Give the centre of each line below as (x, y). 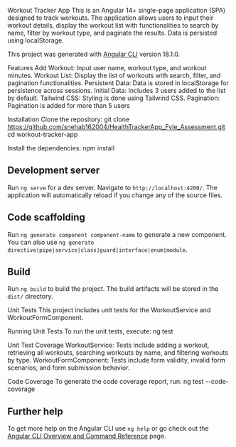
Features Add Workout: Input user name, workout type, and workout (107, 68)
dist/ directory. (30, 297)
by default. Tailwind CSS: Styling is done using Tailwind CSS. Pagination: (114, 98)
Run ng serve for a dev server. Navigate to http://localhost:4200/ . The (113, 187)
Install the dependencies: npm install (61, 148)
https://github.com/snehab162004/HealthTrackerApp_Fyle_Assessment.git (116, 127)
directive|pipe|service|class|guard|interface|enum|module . (97, 249)
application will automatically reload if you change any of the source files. (115, 195)
